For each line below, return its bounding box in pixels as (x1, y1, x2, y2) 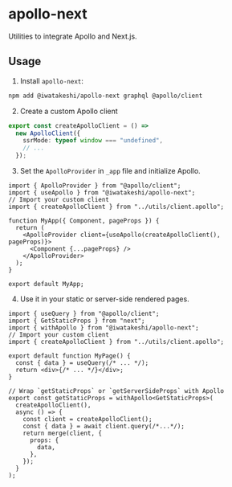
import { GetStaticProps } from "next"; (8, 317, 146, 325)
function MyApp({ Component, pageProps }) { (8, 217, 160, 225)
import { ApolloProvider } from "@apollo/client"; (8, 182, 181, 190)
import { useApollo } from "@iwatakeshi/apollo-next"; (8, 189, 196, 197)
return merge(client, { (22, 429, 103, 437)
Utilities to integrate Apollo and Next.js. (8, 31, 138, 41)
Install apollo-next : (19, 76, 84, 85)
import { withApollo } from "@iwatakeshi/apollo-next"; (8, 324, 199, 332)
